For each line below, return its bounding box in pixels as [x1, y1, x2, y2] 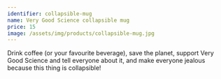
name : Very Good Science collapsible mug [7, 17, 130, 24]
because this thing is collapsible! [7, 64, 101, 72]
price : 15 [7, 23, 36, 30]
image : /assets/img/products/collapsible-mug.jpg [7, 29, 155, 37]
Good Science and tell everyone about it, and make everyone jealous [7, 57, 206, 65]
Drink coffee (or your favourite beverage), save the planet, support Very [7, 49, 215, 57]
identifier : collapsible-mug [7, 10, 92, 17]
